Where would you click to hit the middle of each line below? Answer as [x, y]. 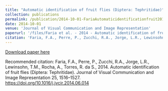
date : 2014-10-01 [23, 24]
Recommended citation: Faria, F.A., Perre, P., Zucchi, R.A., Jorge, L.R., [77, 61]
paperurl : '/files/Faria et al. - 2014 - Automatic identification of [80, 33]
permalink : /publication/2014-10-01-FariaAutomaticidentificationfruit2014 [86, 19]
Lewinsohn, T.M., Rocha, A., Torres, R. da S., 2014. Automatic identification [82, 67]
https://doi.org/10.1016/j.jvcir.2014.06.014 [47, 82]
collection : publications [32, 14]
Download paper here [27, 52]
